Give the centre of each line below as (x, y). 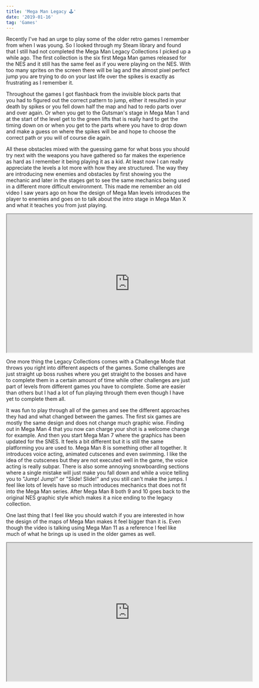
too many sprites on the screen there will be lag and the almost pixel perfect (98, 70)
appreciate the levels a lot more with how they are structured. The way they (97, 168)
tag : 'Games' (22, 22)
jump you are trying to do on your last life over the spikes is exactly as (90, 76)
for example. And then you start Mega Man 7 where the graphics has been (96, 436)
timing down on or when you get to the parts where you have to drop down (96, 125)
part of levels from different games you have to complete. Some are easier (96, 387)
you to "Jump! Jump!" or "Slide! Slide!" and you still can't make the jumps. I (97, 479)
